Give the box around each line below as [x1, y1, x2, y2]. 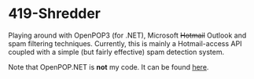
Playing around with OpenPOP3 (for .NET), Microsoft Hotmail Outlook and [8, 31, 247, 40]
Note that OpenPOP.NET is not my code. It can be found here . [8, 62, 209, 71]
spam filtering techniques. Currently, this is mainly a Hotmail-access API [8, 38, 242, 48]
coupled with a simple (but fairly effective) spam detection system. [8, 47, 225, 56]
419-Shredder [8, 5, 101, 23]
